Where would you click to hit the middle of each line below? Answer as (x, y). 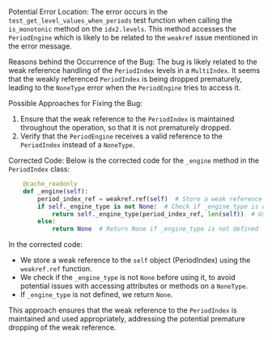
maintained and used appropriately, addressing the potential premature (127, 319)
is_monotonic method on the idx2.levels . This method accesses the (122, 29)
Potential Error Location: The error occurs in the (88, 12)
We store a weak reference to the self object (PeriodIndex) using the (135, 260)
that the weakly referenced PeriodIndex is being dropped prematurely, (125, 79)
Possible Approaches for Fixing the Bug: (76, 103)
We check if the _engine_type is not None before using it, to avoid (128, 278)
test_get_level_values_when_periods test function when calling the (121, 20)
